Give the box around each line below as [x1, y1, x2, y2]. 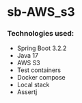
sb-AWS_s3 [7, 4, 75, 20]
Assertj [16, 88, 38, 96]
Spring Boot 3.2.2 [16, 44, 67, 52]
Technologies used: [7, 29, 74, 38]
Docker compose [16, 73, 66, 82]
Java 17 [16, 51, 39, 60]
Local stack [16, 80, 50, 89]
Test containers [16, 66, 61, 74]
